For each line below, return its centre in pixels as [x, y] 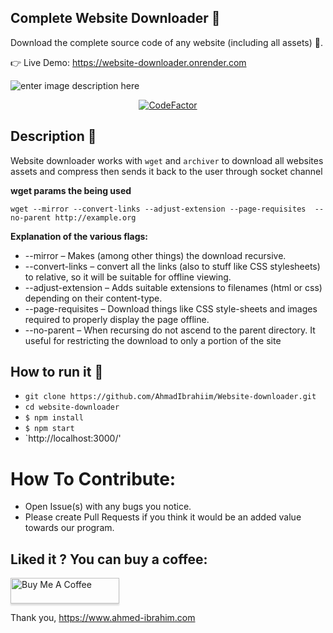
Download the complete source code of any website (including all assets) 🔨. [166, 42]
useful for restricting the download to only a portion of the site [153, 340]
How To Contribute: [93, 478]
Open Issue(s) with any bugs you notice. [108, 507]
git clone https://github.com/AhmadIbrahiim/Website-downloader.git [170, 397]
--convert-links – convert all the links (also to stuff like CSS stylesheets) [172, 266]
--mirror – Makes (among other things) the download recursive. [155, 255]
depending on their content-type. [93, 298]
